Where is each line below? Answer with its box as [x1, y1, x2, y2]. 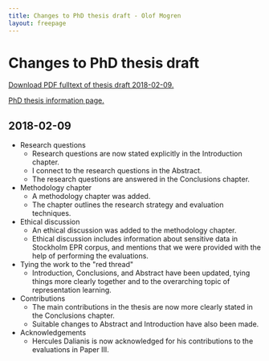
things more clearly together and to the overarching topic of [31, 277, 230, 286]
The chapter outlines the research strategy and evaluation [31, 200, 224, 209]
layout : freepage [8, 19, 67, 27]
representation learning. [31, 286, 112, 295]
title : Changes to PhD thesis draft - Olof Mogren [8, 11, 181, 20]
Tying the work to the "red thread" [19, 260, 134, 270]
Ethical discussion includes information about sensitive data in [31, 234, 238, 244]
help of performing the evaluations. [31, 251, 149, 261]
